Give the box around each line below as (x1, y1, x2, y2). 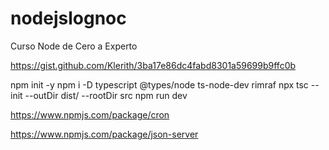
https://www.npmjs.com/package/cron (10, 108, 170, 121)
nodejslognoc (10, 7, 127, 30)
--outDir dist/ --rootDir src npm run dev (24, 89, 188, 101)
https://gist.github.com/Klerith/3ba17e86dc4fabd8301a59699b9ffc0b (10, 59, 297, 71)
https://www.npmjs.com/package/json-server (10, 128, 199, 140)
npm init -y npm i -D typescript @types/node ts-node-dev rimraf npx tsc (10, 78, 309, 91)
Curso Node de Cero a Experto (10, 40, 138, 52)
